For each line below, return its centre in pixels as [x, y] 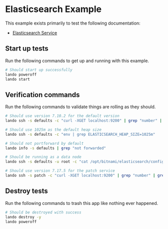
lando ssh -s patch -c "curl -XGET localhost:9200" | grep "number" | [80, 176]
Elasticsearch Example [53, 9]
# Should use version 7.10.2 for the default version [62, 116]
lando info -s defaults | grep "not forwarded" [56, 148]
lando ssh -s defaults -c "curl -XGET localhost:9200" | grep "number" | [84, 121]
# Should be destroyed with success [43, 212]
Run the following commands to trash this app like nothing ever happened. [82, 203]
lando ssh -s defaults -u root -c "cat [47, 162]
